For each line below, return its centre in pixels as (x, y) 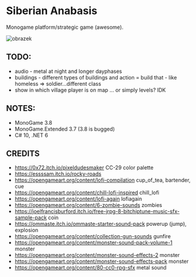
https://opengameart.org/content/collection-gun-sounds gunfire (93, 236)
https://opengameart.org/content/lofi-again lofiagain (78, 199)
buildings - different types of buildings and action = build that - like (96, 77)
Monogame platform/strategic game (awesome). (65, 27)
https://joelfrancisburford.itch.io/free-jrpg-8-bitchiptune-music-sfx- (97, 211)
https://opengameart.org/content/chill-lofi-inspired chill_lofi (87, 193)
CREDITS (23, 153)
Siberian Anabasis (52, 11)
